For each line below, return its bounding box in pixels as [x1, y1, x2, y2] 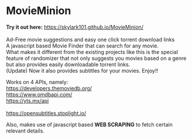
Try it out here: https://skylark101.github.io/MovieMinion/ [6, 23, 143, 30]
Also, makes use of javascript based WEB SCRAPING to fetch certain [6, 121, 173, 128]
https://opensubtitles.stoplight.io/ [6, 110, 87, 117]
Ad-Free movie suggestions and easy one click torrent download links [6, 36, 175, 43]
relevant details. [6, 127, 45, 134]
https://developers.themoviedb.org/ [6, 84, 92, 91]
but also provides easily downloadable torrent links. [6, 60, 131, 68]
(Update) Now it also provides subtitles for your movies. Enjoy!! [6, 67, 159, 74]
